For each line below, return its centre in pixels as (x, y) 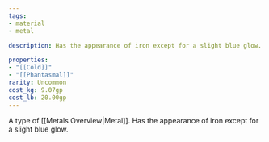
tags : (17, 16)
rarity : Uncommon (38, 82)
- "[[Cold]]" (30, 68)
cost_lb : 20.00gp (38, 98)
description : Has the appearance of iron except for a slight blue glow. (135, 45)
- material (27, 23)
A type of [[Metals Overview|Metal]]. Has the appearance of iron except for (134, 120)
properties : (28, 60)
